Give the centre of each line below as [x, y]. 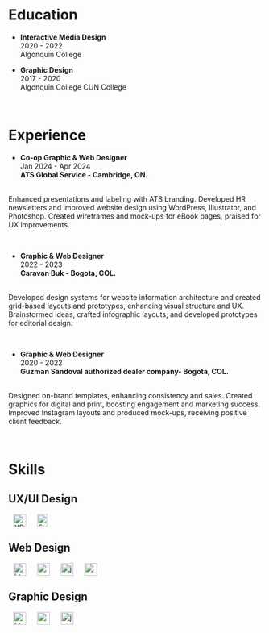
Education [43, 15]
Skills [27, 470]
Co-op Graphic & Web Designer [73, 157]
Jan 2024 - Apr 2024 [55, 166]
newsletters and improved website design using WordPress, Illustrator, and [132, 207]
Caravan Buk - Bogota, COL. [68, 273]
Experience [47, 135]
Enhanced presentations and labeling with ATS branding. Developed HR [127, 198]
